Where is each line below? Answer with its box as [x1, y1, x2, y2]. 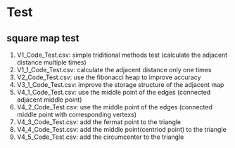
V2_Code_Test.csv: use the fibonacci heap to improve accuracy [16, 73, 201, 81]
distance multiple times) [16, 58, 87, 67]
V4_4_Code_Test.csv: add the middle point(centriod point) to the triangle [16, 126, 227, 133]
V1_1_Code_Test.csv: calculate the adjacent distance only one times [16, 66, 212, 74]
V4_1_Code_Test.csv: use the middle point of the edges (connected [16, 88, 211, 96]
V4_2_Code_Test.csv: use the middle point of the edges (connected [16, 103, 212, 111]
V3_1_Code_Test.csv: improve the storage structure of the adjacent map [16, 81, 224, 88]
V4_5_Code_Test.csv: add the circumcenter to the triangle [16, 133, 184, 141]
